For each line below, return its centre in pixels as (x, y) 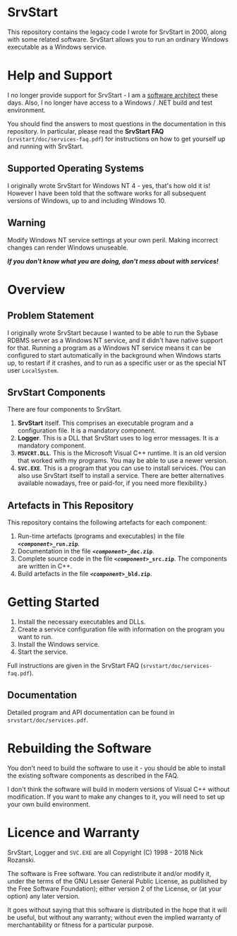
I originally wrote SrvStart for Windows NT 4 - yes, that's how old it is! (109, 185)
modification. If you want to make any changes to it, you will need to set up (116, 797)
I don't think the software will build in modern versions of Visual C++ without (119, 789)
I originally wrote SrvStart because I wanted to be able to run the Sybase (113, 332)
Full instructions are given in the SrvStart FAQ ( (75, 666)
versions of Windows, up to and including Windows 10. (87, 200)
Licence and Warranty (73, 833)
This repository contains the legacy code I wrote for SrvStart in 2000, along (117, 32)
